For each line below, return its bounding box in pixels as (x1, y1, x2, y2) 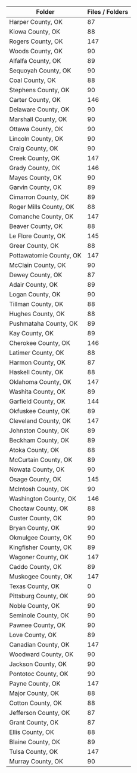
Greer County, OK (9, 242, 59, 250)
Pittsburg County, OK (9, 592, 68, 600)
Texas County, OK (9, 582, 60, 590)
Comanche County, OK (9, 213, 74, 220)
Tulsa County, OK (9, 748, 58, 756)
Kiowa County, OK (9, 28, 61, 35)
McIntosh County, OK (9, 485, 70, 493)
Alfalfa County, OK (9, 57, 61, 65)
